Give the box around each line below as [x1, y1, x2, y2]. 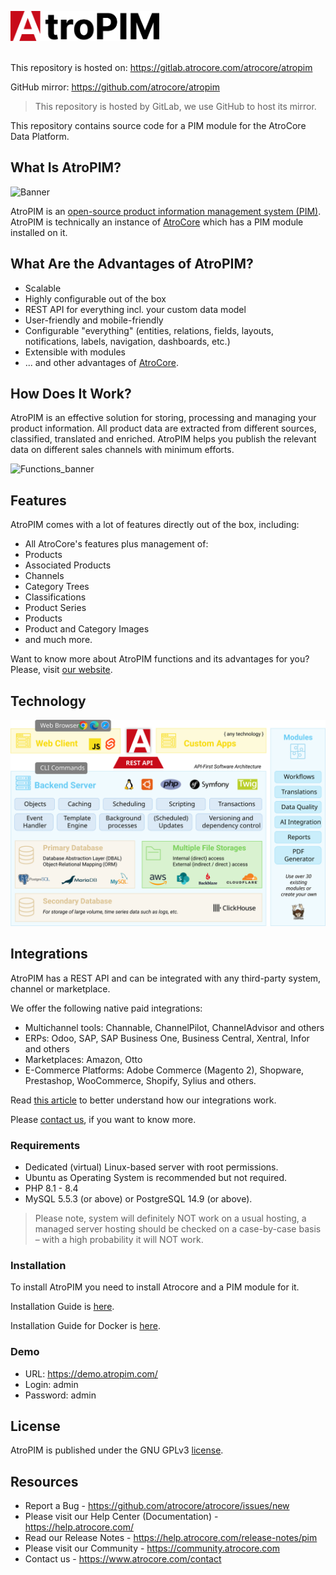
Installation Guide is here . [10, 1301, 115, 1313]
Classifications [24, 591, 87, 603]
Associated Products [24, 559, 112, 571]
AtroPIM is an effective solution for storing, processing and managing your [10, 412, 317, 424]
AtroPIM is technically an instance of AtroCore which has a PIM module [10, 216, 304, 228]
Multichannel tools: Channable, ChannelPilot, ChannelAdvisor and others [24, 1021, 325, 1033]
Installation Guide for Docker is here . [10, 1320, 161, 1332]
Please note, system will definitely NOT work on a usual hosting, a [34, 1212, 307, 1224]
